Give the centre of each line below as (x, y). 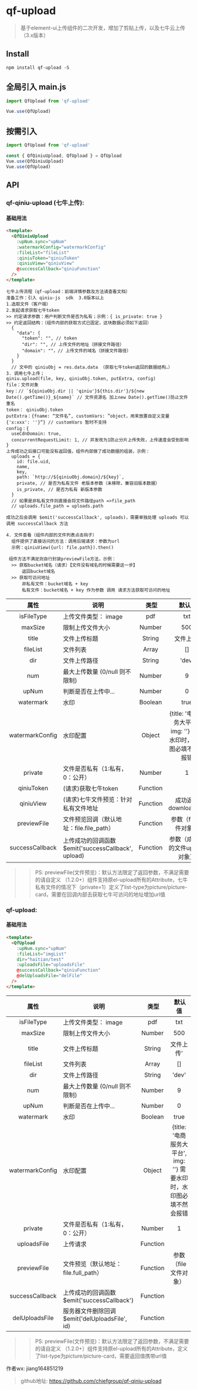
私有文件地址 (81, 808)
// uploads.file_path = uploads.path (57, 506)
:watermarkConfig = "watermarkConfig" (62, 247)
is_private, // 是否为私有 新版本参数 (60, 489)
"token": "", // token (49, 338)
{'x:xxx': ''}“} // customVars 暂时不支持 (57, 422)
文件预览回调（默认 (89, 819)
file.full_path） (83, 1273)
